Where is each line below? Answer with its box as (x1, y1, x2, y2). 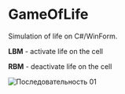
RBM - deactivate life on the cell (8, 61, 112, 71)
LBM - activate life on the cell (8, 46, 104, 56)
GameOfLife (8, 5, 89, 23)
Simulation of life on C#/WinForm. (8, 31, 118, 41)
